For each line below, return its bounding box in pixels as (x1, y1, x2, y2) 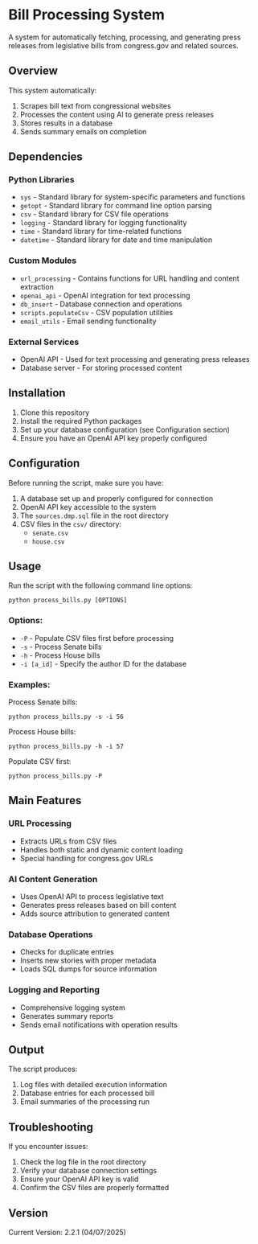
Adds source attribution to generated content (19, 909, 170, 918)
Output (8, 1043, 44, 1057)
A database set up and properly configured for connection (19, 493, 214, 503)
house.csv (31, 537, 66, 546)
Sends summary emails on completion (19, 126, 147, 136)
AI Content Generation (8, 873, 98, 885)
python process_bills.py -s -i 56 (8, 713, 125, 721)
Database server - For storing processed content (19, 363, 182, 373)
